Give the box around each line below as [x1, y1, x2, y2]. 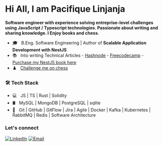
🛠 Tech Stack [5, 79, 39, 86]
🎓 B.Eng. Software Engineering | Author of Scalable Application [12, 40, 146, 46]
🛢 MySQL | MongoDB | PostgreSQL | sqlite [12, 100, 101, 106]
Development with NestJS [12, 47, 67, 52]
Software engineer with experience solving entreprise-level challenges [5, 20, 154, 25]
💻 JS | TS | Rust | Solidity [12, 93, 67, 98]
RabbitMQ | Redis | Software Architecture [12, 112, 96, 118]
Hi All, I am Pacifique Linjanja [5, 3, 125, 15]
